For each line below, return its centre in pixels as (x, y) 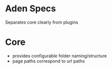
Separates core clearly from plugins (42, 22)
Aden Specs (30, 9)
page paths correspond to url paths (49, 61)
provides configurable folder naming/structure (59, 56)
